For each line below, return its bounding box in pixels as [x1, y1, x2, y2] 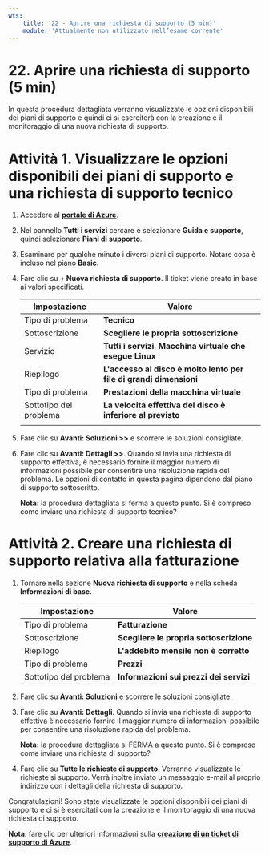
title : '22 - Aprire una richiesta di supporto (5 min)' [22, 19, 217, 27]
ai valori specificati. [19, 282, 85, 292]
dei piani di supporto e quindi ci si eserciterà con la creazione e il [8, 113, 223, 122]
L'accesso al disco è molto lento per [102, 363, 244, 375]
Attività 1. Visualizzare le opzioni [8, 150, 229, 168]
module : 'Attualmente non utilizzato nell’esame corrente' [22, 26, 224, 34]
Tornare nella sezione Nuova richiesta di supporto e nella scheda [19, 578, 238, 588]
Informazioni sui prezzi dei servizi [117, 672, 251, 683]
